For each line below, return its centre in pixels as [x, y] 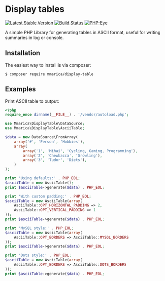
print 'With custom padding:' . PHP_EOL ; [48, 196]
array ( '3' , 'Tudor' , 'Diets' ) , [55, 160]
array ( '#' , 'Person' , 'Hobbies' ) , [49, 142]
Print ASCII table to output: [32, 101]
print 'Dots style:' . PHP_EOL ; [38, 255]
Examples [20, 89]
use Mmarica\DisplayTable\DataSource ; [45, 124]
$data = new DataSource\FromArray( [42, 137]
